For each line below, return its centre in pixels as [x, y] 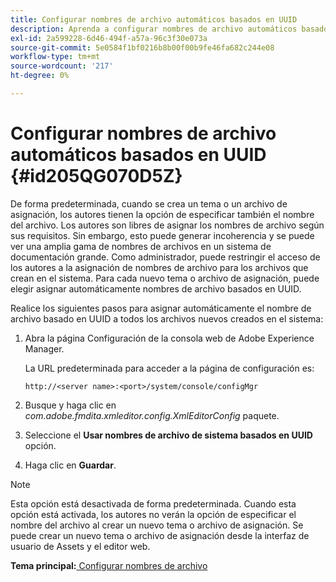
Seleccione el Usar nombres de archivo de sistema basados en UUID [168, 435]
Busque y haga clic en [70, 405]
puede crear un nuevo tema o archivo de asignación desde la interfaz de [160, 535]
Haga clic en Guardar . [70, 465]
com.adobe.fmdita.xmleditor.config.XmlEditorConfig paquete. [152, 415]
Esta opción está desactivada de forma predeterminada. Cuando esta [153, 503]
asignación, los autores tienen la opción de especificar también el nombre [162, 214]
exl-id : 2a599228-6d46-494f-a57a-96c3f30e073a [109, 38]
